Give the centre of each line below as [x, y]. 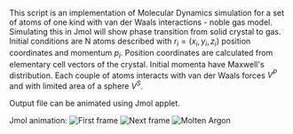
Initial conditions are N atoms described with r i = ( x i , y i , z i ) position [130, 42]
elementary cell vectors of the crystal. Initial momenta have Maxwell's [137, 64]
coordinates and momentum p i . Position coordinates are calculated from [141, 54]
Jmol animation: [39, 120]
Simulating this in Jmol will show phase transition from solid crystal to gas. [145, 32]
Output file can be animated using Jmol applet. [95, 103]
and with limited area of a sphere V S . [76, 85]
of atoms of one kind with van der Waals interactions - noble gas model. [141, 22]
